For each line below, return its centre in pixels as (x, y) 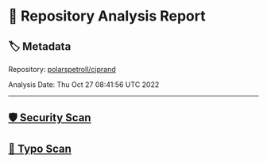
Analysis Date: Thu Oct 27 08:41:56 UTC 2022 (84, 85)
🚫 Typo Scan (40, 148)
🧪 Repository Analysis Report (107, 16)
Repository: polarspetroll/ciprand (62, 69)
